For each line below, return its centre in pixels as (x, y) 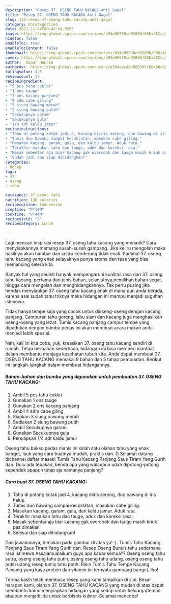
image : (12, 34)
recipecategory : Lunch (29, 224)
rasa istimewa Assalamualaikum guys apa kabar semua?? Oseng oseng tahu (85, 553)
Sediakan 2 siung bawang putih (46, 422)
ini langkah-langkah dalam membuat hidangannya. (58, 365)
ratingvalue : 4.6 (24, 72)
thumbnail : (17, 53)
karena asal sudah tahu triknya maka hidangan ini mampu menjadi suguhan (84, 296)
